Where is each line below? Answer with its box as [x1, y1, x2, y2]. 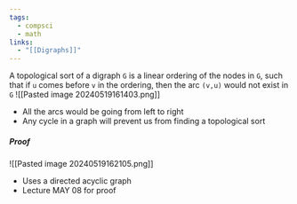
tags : [9, 12, 29, 22]
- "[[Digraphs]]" [17, 46, 82, 55]
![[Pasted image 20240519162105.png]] [9, 159, 154, 169]
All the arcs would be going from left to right [21, 106, 184, 117]
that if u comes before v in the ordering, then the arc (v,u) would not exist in [9, 80, 289, 90]
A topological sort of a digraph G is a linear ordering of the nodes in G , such [9, 70, 283, 81]
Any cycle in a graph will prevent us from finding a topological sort [21, 116, 266, 127]
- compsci [17, 21, 53, 30]
